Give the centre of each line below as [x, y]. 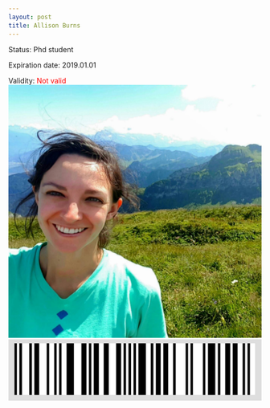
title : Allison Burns [45, 25]
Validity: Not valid [37, 80]
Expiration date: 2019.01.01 [52, 65]
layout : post [30, 17]
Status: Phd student [41, 49]
